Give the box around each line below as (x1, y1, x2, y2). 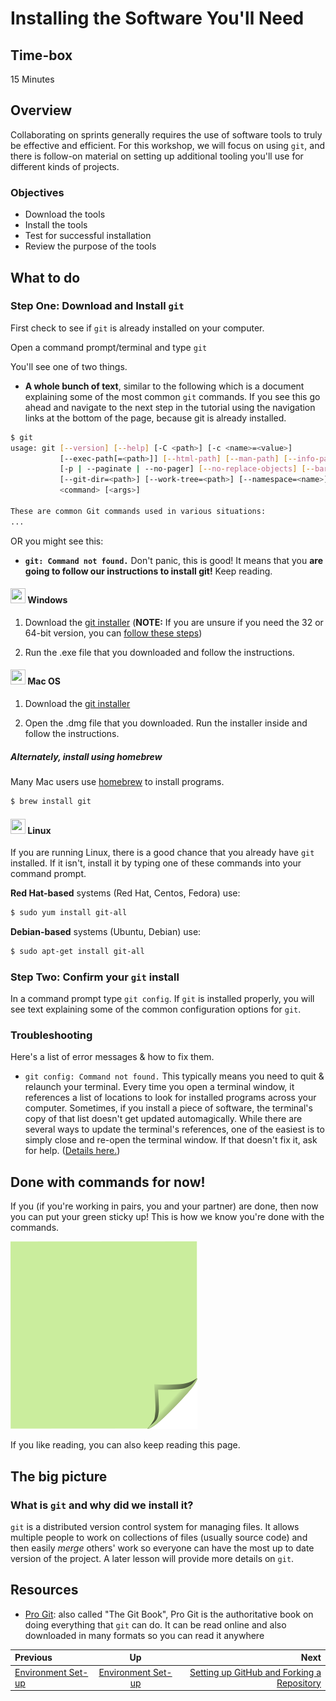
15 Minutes (10, 73, 55, 85)
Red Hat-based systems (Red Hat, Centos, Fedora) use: (10, 887, 241, 899)
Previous (14, 1652, 53, 1664)
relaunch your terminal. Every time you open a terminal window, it (24, 1081, 295, 1093)
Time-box (10, 47, 73, 64)
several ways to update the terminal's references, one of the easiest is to (24, 1123, 325, 1136)
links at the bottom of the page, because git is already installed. (24, 412, 287, 424)
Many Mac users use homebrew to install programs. (10, 776, 225, 788)
